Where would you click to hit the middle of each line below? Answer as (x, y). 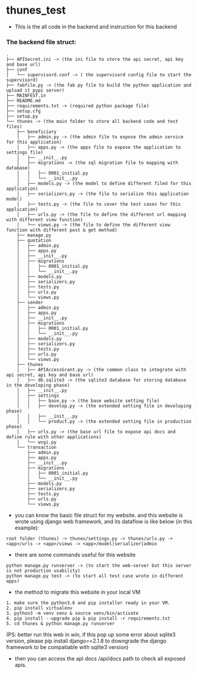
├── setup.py (22, 116)
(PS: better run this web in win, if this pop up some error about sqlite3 (91, 635)
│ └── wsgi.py (37, 442)
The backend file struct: (41, 42)
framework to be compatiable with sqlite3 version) (67, 647)
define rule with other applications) (54, 437)
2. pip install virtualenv (39, 608)
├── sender (30, 303)
